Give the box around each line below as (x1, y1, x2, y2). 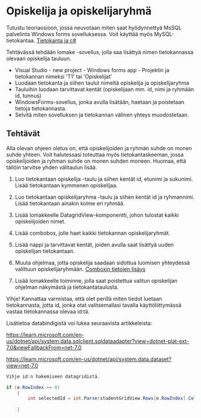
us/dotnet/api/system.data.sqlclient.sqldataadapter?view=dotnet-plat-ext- (6, 338, 190, 345)
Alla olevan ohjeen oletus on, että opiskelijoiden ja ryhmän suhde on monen (6, 144, 193, 151)
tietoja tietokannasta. (14, 104, 67, 112)
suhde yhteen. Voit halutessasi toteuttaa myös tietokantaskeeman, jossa (6, 151, 184, 158)
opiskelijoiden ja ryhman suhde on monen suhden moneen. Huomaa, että (6, 157, 187, 165)
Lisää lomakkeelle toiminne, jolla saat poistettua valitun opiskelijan (14, 277, 178, 284)
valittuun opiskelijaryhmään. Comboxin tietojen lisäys (14, 265, 146, 273)
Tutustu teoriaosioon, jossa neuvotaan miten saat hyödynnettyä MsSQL (6, 24, 182, 31)
